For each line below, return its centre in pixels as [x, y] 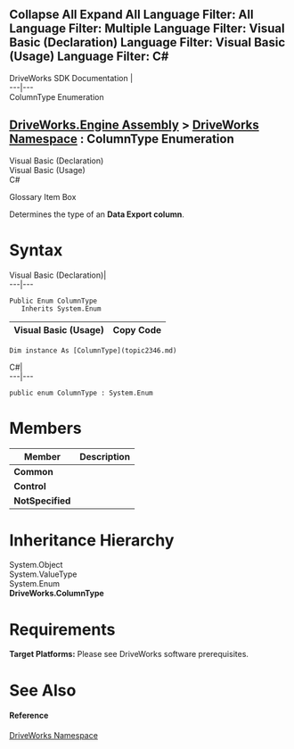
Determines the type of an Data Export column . [97, 214]
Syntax [36, 250]
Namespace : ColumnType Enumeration [122, 139]
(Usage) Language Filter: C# [89, 57]
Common [33, 471]
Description [105, 456]
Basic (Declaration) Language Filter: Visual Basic [147, 42]
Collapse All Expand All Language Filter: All [131, 15]
